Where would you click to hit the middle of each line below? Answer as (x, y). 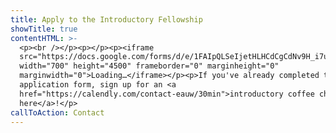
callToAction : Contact (57, 112)
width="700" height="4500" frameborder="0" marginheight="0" (149, 66)
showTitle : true (44, 29)
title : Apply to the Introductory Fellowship (106, 19)
